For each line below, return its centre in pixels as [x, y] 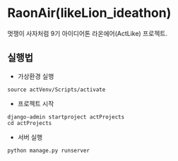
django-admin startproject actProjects [66, 117]
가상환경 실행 [36, 76]
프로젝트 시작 [36, 103]
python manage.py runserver [49, 150]
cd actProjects [30, 123]
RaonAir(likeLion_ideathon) [89, 13]
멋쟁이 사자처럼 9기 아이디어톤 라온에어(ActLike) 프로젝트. [88, 33]
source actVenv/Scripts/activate [57, 90]
